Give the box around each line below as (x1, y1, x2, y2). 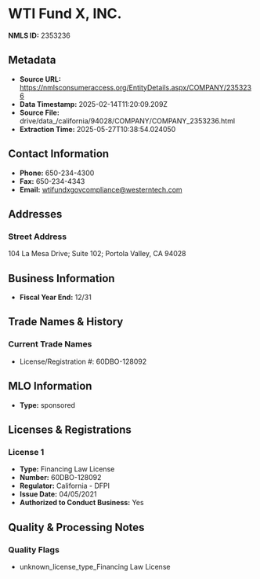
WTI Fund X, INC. (8, 5, 122, 23)
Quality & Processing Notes (8, 520, 145, 534)
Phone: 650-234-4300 (19, 168, 95, 178)
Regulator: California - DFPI (19, 481, 110, 491)
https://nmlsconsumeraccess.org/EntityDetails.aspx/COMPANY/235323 (19, 82, 252, 92)
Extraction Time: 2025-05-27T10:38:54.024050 (19, 124, 176, 134)
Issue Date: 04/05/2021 (19, 489, 97, 499)
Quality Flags (8, 544, 60, 555)
